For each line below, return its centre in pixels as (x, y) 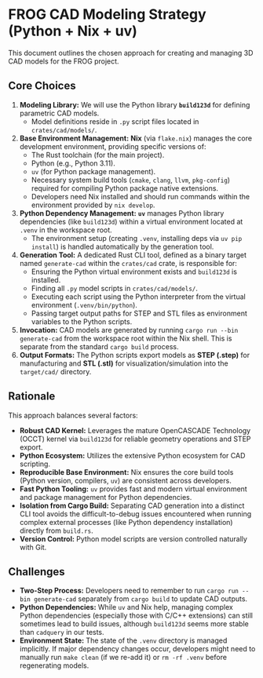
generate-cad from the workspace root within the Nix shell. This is (126, 338)
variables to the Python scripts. (82, 321)
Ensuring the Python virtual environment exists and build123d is (134, 272)
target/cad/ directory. (55, 371)
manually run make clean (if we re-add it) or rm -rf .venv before (123, 658)
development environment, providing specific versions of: (113, 146)
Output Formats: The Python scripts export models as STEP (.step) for (134, 355)
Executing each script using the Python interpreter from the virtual (138, 297)
